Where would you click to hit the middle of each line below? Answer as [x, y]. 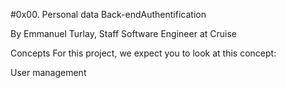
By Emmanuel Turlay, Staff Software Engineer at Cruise [123, 33]
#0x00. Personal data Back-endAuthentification [108, 14]
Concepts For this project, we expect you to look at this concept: [143, 53]
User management [48, 72]
